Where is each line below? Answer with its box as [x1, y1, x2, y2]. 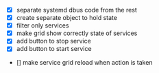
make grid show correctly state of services [16, 29, 138, 37]
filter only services [16, 21, 69, 30]
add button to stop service [16, 37, 92, 45]
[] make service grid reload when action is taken [16, 59, 153, 67]
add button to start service [16, 45, 92, 53]
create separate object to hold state [16, 14, 118, 22]
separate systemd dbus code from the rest [16, 6, 138, 14]
